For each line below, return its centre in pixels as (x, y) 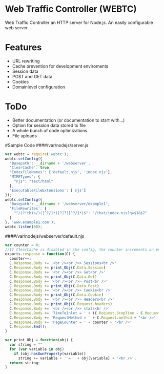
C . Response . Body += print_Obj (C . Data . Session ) (58, 268)
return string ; (25, 363)
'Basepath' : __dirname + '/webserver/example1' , (60, 204)
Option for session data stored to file (49, 125)
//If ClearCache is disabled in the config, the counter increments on (79, 249)
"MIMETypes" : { (25, 177)
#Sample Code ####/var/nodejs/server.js (47, 145)
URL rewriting (26, 61)
